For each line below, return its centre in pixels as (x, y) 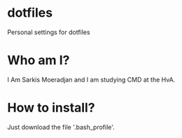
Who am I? (38, 60)
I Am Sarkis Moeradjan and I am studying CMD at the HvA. (91, 79)
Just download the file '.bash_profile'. (61, 127)
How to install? (51, 108)
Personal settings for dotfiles (49, 32)
